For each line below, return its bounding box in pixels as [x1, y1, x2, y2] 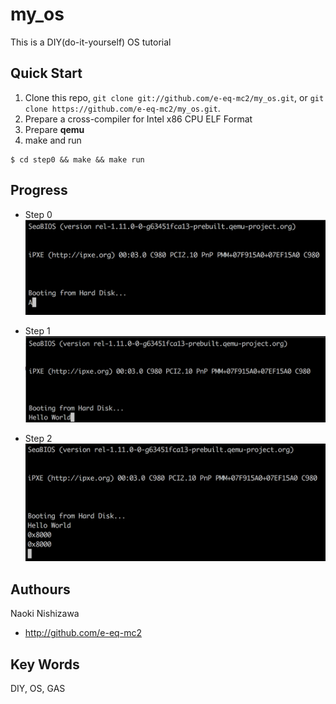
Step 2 [24, 432, 53, 444]
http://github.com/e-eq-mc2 [24, 627, 142, 639]
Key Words [10, 656, 80, 673]
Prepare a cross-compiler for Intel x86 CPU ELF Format [24, 113, 253, 125]
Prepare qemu [24, 123, 85, 135]
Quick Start [10, 65, 83, 82]
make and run [24, 134, 82, 146]
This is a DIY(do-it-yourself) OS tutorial [10, 36, 172, 48]
